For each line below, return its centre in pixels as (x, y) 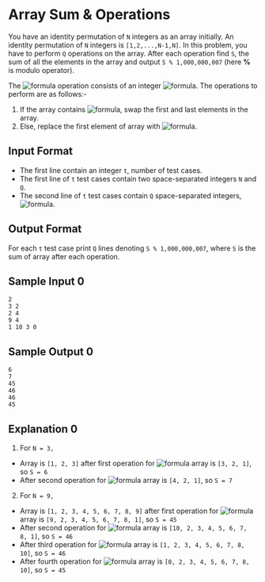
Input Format (41, 151)
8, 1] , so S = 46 (46, 536)
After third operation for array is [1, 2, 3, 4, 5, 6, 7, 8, (132, 544)
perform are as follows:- (47, 94)
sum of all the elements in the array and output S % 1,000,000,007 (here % (129, 62)
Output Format (45, 229)
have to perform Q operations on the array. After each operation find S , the (129, 53)
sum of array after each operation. (64, 256)
